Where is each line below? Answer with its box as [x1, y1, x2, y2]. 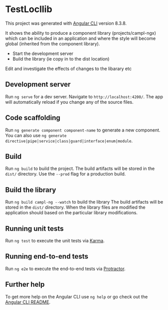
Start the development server [12, 50, 74, 56]
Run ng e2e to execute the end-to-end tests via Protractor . [5, 266, 126, 272]
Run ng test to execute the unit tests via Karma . [5, 238, 105, 243]
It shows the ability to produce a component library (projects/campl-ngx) [5, 30, 156, 36]
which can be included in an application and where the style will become [5, 35, 156, 41]
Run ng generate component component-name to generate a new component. [5, 127, 161, 133]
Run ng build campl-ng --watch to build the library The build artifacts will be [5, 199, 163, 205]
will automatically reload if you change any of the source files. [5, 99, 134, 105]
